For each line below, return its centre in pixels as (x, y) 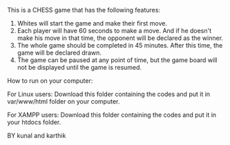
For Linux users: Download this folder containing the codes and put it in (109, 94)
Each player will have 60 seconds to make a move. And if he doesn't (114, 31)
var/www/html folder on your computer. (64, 101)
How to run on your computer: (50, 81)
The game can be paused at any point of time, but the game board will (117, 60)
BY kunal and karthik (37, 135)
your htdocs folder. (34, 122)
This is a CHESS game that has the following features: (84, 10)
